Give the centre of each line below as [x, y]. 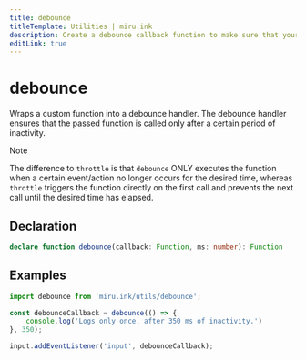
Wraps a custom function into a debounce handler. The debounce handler [148, 114]
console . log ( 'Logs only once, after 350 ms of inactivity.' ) [144, 321]
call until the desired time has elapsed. [82, 198]
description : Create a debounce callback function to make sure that [144, 35]
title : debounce [40, 18]
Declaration [43, 226]
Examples [38, 276]
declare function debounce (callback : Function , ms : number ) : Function [146, 247]
